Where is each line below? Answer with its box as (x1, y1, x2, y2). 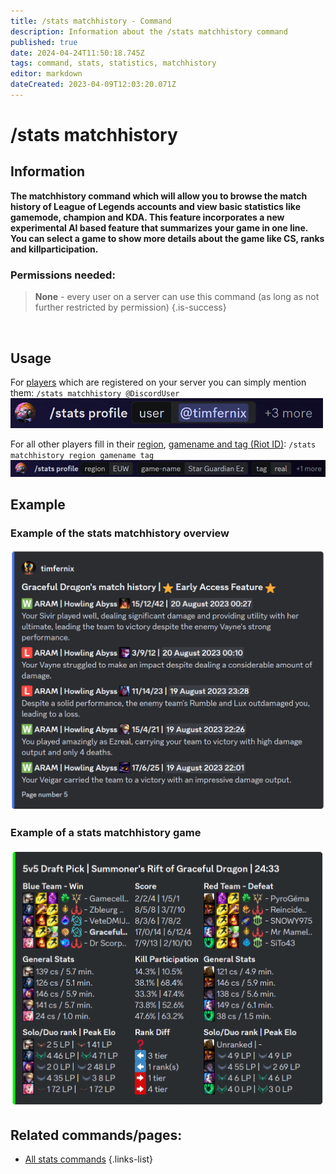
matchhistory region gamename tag (10, 451, 155, 461)
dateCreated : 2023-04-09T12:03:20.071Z (10, 80, 177, 90)
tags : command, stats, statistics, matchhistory (10, 58, 217, 69)
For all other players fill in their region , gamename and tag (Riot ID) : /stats (10, 438, 317, 450)
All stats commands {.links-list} (24, 1153, 154, 1165)
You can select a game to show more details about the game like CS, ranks (10, 232, 325, 244)
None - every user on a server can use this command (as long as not (34, 291, 320, 303)
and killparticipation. (10, 243, 99, 255)
